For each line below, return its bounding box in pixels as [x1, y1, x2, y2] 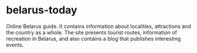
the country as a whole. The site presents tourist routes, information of [6, 29, 178, 36]
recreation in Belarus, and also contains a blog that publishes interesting [6, 35, 181, 42]
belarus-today [6, 3, 78, 17]
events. [6, 41, 24, 48]
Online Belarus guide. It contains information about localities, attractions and [6, 23, 191, 30]
